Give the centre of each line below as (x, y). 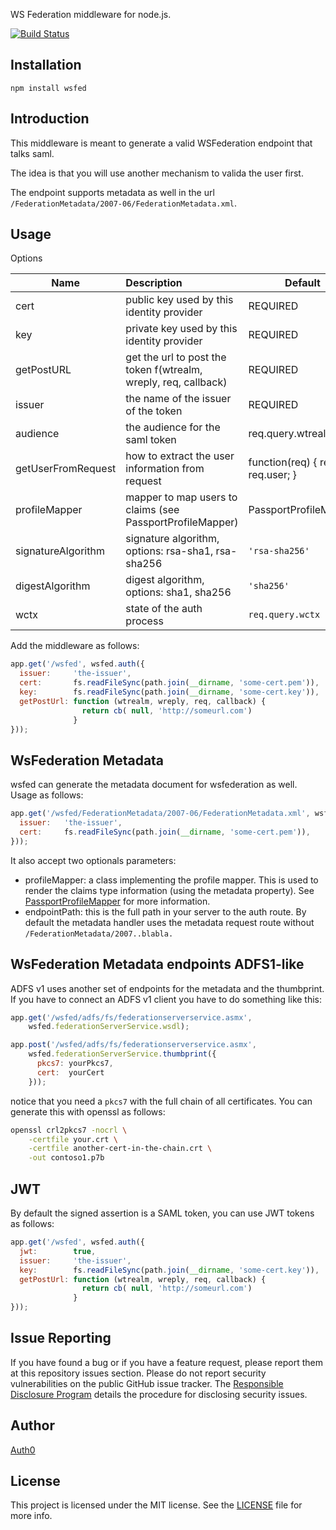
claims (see (152, 510)
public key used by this (179, 300)
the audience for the (173, 427)
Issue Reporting (61, 1338)
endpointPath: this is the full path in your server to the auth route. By (165, 911)
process (144, 621)
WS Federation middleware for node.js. (91, 14)
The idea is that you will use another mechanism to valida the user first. (157, 173)
